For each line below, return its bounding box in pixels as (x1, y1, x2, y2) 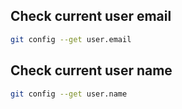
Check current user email (10, 8, 172, 25)
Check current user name (10, 62, 173, 79)
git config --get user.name (10, 89, 128, 99)
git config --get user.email (10, 34, 132, 44)
